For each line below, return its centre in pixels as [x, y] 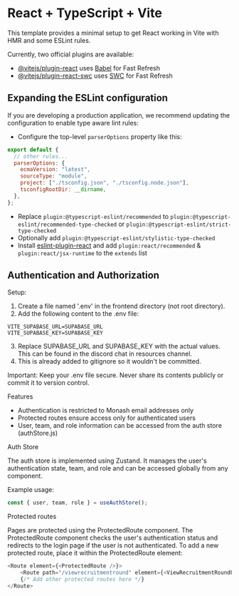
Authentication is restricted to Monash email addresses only [106, 411]
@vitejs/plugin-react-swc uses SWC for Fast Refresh [95, 76]
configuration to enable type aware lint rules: [73, 123]
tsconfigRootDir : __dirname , [63, 190]
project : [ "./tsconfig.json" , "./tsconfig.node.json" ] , [105, 183]
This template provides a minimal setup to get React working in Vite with [113, 33]
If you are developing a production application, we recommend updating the [118, 115]
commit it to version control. [49, 383]
